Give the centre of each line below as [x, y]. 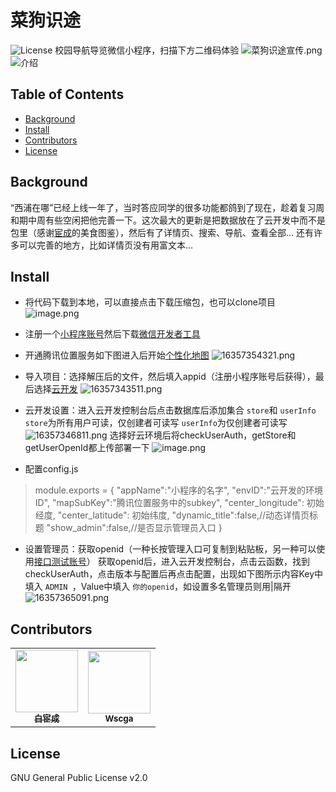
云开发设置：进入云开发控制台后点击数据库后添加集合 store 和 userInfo [170, 410]
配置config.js [51, 469]
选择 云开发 [55, 389]
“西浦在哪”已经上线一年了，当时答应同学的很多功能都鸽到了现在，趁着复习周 [167, 207]
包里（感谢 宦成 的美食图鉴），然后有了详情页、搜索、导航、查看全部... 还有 [162, 232]
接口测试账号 [60, 562]
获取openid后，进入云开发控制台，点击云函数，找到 [204, 562]
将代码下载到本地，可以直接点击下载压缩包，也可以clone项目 [150, 302]
